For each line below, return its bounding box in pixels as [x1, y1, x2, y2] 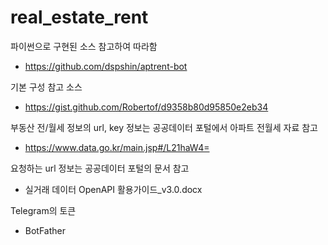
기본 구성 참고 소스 [10, 81, 83, 93]
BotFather [24, 224, 67, 236]
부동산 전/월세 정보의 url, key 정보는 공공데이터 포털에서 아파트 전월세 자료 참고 [10, 121, 318, 133]
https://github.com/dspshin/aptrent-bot [24, 60, 188, 72]
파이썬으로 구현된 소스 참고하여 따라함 [10, 40, 158, 52]
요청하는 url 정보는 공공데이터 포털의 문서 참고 [10, 162, 190, 174]
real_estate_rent [10, 6, 149, 29]
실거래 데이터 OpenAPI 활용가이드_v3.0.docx [24, 183, 203, 195]
